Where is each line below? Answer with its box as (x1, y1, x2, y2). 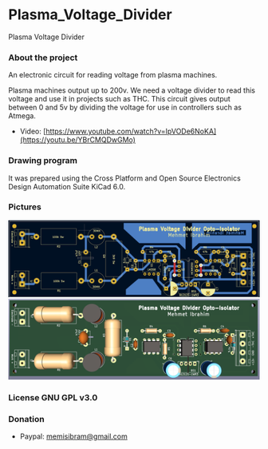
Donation (8, 413, 45, 424)
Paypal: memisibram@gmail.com (19, 431, 128, 441)
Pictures (8, 201, 42, 213)
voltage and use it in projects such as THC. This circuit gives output (8, 94, 231, 104)
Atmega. (8, 111, 36, 121)
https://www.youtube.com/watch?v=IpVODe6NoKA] (45, 126, 217, 137)
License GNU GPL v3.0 (8, 391, 98, 403)
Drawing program (8, 155, 78, 166)
